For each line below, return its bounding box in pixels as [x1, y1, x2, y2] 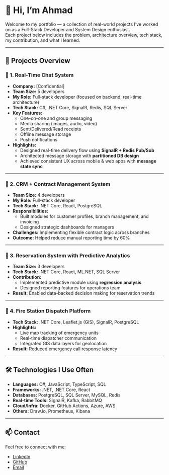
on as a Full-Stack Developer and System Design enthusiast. [5, 26, 131, 32]
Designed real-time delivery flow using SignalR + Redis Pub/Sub [20, 147, 154, 153]
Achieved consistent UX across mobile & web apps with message [20, 158, 157, 164]
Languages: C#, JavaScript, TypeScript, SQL [12, 381, 107, 387]
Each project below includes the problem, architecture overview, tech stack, [5, 32, 162, 38]
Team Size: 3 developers [12, 264, 65, 270]
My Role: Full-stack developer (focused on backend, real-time [12, 94, 142, 100]
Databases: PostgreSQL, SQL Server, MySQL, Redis [12, 392, 121, 398]
